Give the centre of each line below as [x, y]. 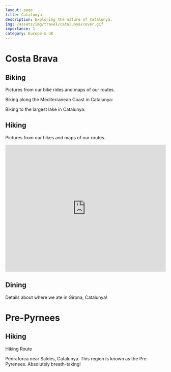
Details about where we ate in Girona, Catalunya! [56, 297]
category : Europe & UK [29, 34]
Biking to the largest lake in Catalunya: [45, 109]
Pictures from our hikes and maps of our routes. [55, 137]
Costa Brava [32, 59]
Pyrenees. [16, 364]
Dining [16, 285]
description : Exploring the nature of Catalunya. [59, 19]
